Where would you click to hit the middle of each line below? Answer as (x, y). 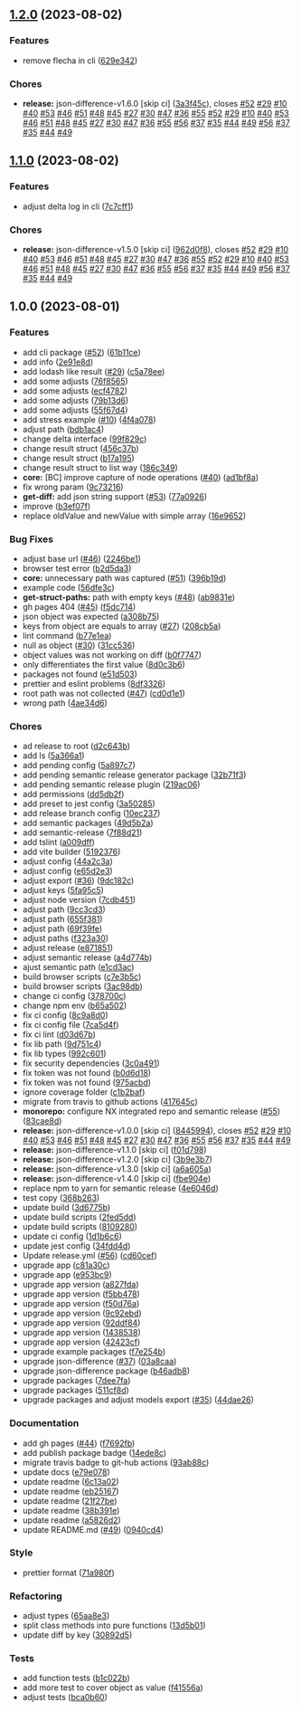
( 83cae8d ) (42, 1121)
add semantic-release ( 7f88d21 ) (82, 832)
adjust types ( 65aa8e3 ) (66, 1616)
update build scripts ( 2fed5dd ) (80, 1217)
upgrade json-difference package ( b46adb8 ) (106, 1371)
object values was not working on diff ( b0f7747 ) (112, 654)
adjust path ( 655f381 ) (62, 919)
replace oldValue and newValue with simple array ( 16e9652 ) (134, 516)
